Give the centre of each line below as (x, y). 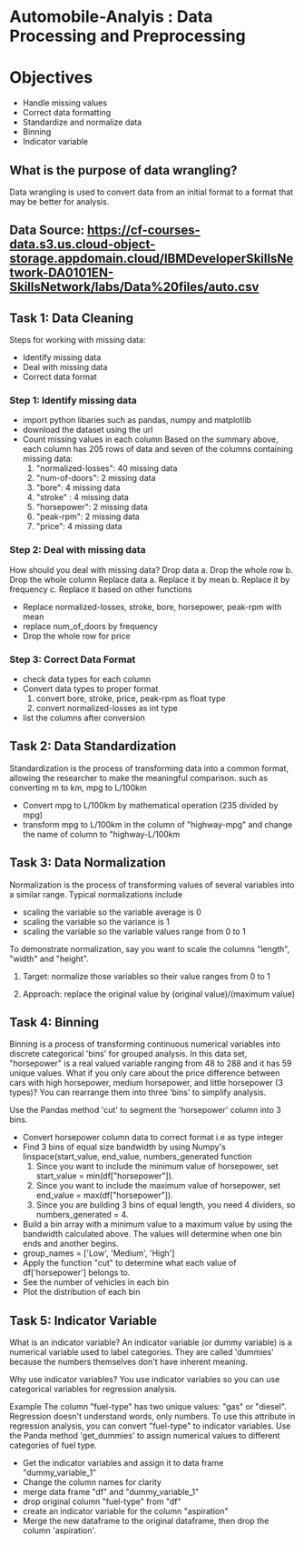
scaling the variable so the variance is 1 (96, 921)
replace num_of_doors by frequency (90, 626)
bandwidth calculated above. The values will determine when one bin (152, 1234)
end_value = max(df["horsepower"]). (105, 1195)
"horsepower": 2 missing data (92, 507)
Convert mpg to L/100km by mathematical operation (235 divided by (150, 805)
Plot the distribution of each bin (81, 1292)
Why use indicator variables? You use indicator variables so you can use (145, 1379)
